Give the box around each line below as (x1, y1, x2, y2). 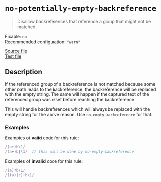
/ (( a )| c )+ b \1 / (5, 172, 35, 177)
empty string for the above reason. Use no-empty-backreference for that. (5, 111, 153, 117)
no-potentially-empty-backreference (5, 4, 157, 13)
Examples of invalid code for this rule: (5, 158, 83, 164)
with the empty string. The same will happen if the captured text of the (5, 91, 149, 97)
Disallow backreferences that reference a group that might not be (17, 18, 151, 24)
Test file (5, 53, 22, 59)
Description (5, 68, 42, 76)
